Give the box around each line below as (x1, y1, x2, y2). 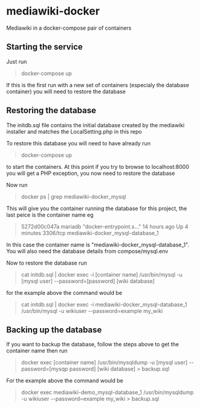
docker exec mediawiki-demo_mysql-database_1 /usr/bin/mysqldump (21, 389, 194, 396)
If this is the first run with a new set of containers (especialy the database (6, 81, 189, 88)
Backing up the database (6, 324, 102, 335)
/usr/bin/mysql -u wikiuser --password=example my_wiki (21, 307, 163, 314)
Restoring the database (6, 105, 97, 116)
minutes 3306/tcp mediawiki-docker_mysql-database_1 (21, 229, 159, 237)
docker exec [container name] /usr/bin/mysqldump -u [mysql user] (21, 359, 188, 366)
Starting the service (6, 42, 83, 52)
